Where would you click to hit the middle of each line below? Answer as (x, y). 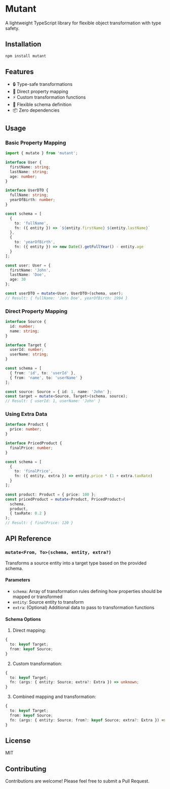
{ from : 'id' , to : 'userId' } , (43, 373)
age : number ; (24, 176)
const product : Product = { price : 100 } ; (51, 495)
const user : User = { (28, 265)
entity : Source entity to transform (48, 602)
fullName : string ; (29, 195)
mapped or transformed (37, 597)
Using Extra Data (26, 414)
